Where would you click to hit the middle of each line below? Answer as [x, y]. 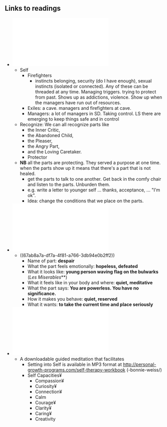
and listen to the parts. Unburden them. [69, 184]
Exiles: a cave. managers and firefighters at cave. [79, 108]
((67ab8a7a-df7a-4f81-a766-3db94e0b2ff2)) [67, 255]
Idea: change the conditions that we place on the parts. [86, 201]
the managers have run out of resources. [78, 103]
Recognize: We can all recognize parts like [64, 124]
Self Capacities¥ [45, 375]
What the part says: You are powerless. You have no [83, 288]
